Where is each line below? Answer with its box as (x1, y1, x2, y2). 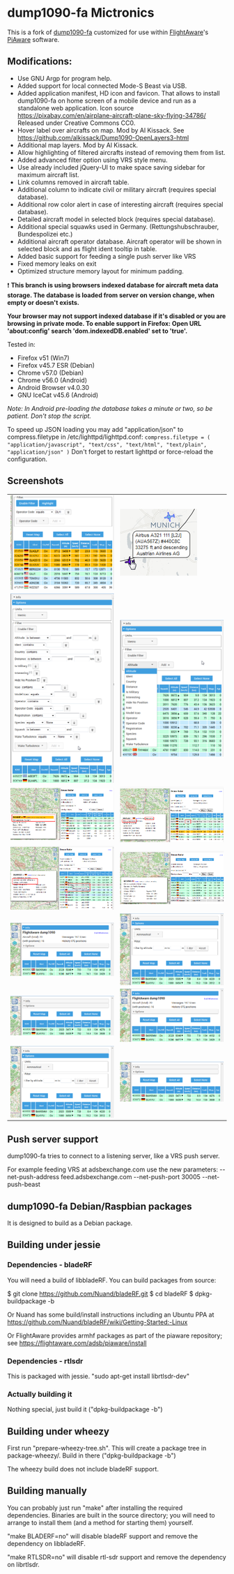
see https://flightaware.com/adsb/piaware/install (7, 1338, 147, 1347)
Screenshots (7, 475, 64, 487)
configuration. (7, 455, 47, 463)
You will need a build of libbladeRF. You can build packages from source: (7, 1275, 217, 1284)
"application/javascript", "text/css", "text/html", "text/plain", (7, 441, 208, 448)
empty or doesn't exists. (7, 298, 80, 306)
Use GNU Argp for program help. (17, 74, 112, 82)
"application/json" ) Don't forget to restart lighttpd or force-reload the (7, 447, 214, 456)
